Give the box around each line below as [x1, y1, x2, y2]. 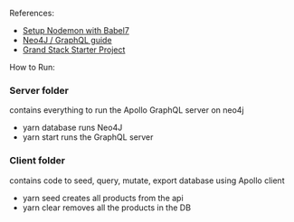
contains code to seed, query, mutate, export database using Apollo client [9, 175, 285, 186]
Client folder [9, 154, 66, 167]
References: [9, 8, 54, 18]
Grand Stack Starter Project [22, 44, 126, 55]
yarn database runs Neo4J [22, 122, 123, 134]
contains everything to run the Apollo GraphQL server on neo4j [9, 105, 244, 116]
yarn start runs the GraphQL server [22, 132, 154, 143]
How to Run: [9, 62, 56, 72]
